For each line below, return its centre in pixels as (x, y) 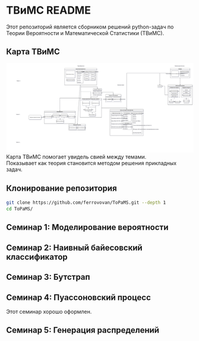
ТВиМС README (48, 10)
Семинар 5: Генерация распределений (83, 330)
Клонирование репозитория (61, 188)
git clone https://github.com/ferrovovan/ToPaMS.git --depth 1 (86, 203)
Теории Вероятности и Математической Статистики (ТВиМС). (85, 33)
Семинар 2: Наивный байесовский (74, 247)
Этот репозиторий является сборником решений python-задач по (90, 27)
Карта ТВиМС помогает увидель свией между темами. (76, 157)
